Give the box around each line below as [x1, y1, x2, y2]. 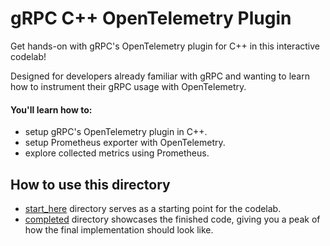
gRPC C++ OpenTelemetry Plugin [10, 7, 292, 30]
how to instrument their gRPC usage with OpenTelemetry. [10, 80, 247, 92]
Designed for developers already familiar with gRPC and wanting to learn [10, 70, 310, 82]
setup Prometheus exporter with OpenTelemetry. [24, 137, 226, 149]
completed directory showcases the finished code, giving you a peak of [24, 213, 321, 225]
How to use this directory [10, 176, 171, 193]
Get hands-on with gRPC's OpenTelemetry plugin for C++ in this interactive [10, 40, 320, 52]
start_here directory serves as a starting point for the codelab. [24, 202, 282, 214]
